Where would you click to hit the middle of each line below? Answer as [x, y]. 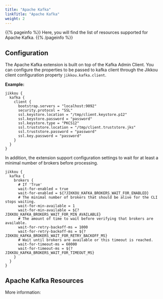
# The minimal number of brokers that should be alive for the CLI [88, 198]
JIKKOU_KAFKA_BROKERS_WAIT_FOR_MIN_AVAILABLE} [53, 215]
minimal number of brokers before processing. [52, 163]
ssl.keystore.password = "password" [55, 119]
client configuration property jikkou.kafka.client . [56, 75]
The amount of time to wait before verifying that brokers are [88, 219]
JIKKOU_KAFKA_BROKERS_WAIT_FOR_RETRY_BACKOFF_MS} [56, 236]
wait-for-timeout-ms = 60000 [47, 244]
